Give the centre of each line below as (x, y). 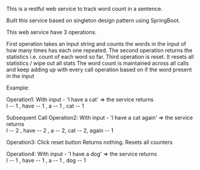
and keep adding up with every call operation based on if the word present (99, 70)
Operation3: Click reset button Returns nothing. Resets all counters (89, 142)
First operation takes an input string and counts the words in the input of (96, 44)
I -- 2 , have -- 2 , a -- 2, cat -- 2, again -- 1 (60, 130)
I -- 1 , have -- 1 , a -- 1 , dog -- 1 (46, 160)
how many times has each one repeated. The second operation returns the (99, 50)
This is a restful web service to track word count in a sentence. (85, 9)
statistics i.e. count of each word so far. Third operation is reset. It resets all (100, 57)
